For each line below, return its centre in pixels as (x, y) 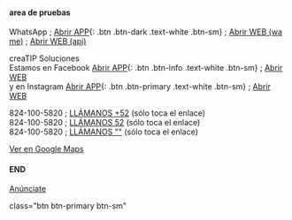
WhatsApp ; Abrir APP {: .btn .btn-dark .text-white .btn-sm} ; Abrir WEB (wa (146, 32)
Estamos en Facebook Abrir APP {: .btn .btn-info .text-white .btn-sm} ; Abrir (146, 68)
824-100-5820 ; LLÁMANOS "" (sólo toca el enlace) (104, 132)
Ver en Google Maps (46, 149)
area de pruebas (40, 12)
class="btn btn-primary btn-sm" (68, 206)
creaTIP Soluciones (44, 58)
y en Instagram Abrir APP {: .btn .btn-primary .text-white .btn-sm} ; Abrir (140, 87)
